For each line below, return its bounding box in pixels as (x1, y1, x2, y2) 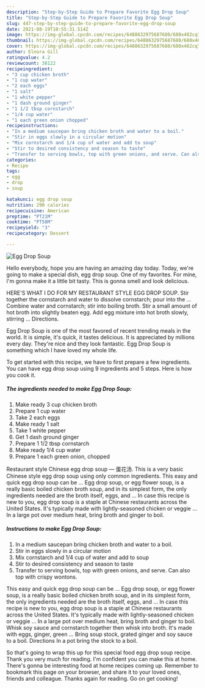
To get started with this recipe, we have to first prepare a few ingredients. (6, 358, 191, 366)
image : (6, 32, 23, 38)
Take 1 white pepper (15, 426, 66, 434)
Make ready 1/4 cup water (15, 446, 81, 453)
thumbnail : (6, 37, 34, 43)
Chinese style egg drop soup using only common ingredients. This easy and (6, 472, 198, 479)
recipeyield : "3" (6, 224, 51, 231)
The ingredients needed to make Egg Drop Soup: (6, 385, 132, 393)
